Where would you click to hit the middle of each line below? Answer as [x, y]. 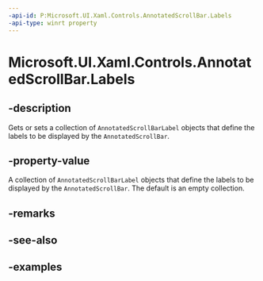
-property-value [49, 161]
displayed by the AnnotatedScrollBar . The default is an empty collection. [126, 188]
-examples [35, 267]
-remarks [32, 213]
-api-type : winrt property [53, 23]
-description [40, 108]
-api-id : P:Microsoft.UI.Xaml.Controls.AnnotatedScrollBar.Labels [120, 15]
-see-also [33, 240]
